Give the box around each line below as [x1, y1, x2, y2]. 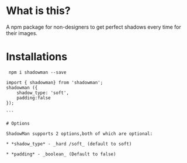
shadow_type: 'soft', [16, 89, 69, 96]
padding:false [16, 95, 51, 100]
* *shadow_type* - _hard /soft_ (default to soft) [6, 141, 132, 147]
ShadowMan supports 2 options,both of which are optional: [6, 130, 153, 137]
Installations [6, 50, 68, 64]
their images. [6, 29, 38, 36]
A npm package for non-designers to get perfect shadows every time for [6, 23, 181, 30]
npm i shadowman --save [8, 69, 67, 75]
